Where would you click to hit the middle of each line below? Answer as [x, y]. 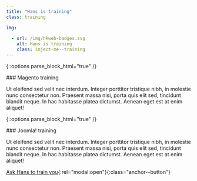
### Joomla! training [31, 130]
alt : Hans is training [44, 44]
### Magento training [32, 78]
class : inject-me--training [51, 50]
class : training [26, 17]
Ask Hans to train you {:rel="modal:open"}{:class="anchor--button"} [88, 172]
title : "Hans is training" [39, 11]
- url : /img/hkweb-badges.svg [48, 39]
